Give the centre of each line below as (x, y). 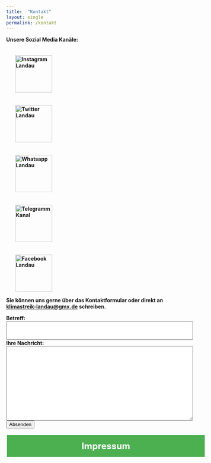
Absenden (20, 425)
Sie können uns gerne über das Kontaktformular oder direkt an (85, 301)
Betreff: (16, 318)
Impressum (106, 446)
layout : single (25, 17)
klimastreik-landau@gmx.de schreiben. (56, 306)
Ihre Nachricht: (25, 343)
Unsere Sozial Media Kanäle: (42, 40)
